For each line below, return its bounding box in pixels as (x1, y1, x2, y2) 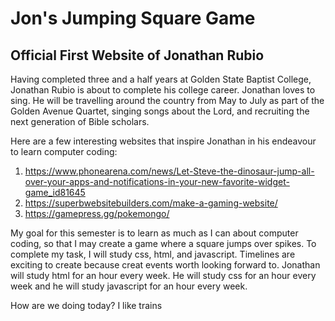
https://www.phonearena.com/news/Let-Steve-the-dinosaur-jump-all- (24, 165, 315, 177)
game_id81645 (24, 187, 86, 198)
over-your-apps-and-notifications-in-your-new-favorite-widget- (24, 176, 290, 187)
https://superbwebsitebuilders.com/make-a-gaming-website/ (24, 197, 278, 209)
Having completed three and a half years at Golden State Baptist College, (10, 73, 312, 85)
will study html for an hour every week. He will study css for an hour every (10, 270, 317, 281)
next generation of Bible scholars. (10, 116, 150, 127)
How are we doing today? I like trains (10, 300, 163, 311)
